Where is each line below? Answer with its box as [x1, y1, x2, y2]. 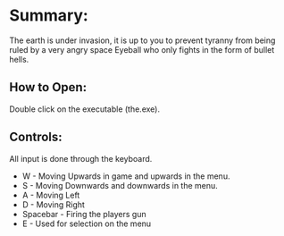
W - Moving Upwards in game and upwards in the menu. [21, 171, 230, 181]
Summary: [9, 5, 89, 26]
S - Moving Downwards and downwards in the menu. [21, 180, 219, 190]
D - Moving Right [21, 198, 85, 210]
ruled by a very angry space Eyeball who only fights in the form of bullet [9, 44, 275, 55]
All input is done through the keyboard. [9, 153, 153, 164]
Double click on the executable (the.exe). [9, 104, 161, 114]
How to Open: [9, 80, 88, 95]
